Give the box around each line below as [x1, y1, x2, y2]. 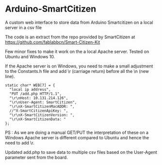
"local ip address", [9, 87, 51, 92]
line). [5, 73, 16, 79]
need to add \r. [5, 140, 35, 146]
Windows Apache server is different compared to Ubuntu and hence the [5, 134, 149, 140]
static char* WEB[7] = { [5, 82, 55, 88]
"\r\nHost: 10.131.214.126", [9, 96, 68, 100]
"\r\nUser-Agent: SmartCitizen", [9, 99, 77, 105]
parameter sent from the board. [5, 154, 68, 160]
